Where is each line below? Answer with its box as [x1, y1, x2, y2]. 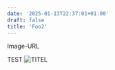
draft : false [7, 17, 45, 24]
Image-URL [7, 42, 40, 51]
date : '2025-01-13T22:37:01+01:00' [7, 10, 109, 17]
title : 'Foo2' [7, 23, 48, 30]
